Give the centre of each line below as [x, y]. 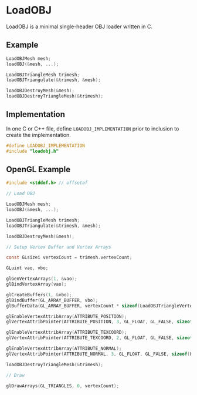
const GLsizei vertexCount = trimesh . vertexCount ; [69, 257]
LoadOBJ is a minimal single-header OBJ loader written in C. [79, 26]
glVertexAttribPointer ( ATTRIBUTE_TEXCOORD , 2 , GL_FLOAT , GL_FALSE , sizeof [99, 338]
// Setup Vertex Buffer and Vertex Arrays [59, 247]
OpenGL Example [38, 169]
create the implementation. [39, 135]
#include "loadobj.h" [33, 151]
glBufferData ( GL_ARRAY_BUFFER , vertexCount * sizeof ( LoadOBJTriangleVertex [101, 306]
